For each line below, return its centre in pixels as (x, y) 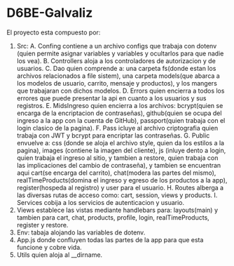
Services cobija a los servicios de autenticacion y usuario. (101, 202)
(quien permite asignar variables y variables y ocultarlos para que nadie (120, 53)
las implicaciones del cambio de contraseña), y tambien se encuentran (119, 165)
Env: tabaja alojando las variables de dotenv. (81, 232)
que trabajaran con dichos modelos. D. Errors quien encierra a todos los (121, 91)
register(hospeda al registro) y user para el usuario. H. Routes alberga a (120, 187)
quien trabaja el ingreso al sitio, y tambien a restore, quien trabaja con (117, 158)
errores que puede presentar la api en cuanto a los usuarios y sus (111, 98)
